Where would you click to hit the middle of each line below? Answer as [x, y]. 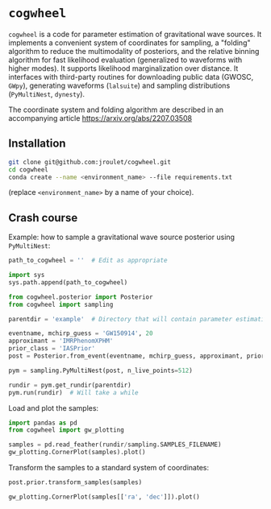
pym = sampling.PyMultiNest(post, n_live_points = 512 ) [101, 370]
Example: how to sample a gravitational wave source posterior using [122, 237]
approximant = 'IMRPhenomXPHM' [61, 341]
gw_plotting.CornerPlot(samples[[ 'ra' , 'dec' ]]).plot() [104, 497]
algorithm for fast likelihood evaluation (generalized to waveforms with [125, 60]
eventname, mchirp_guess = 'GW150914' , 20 [81, 333]
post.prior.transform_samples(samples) [75, 482]
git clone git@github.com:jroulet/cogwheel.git [90, 162]
